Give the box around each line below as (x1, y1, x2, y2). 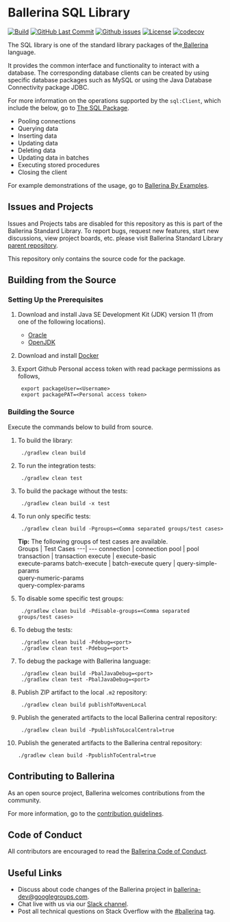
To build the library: (17, 436, 73, 444)
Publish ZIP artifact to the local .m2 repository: (17, 688, 148, 696)
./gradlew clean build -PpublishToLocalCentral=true (21, 727, 175, 733)
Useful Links (8, 867, 62, 879)
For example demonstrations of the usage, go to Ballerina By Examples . (8, 181, 209, 189)
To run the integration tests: (17, 461, 97, 470)
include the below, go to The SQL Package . (8, 104, 129, 112)
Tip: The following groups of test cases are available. (17, 537, 168, 546)
